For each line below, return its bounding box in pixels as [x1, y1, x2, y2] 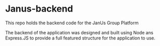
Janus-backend [5, 3, 73, 15]
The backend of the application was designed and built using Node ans [5, 29, 153, 35]
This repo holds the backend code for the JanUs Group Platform [5, 20, 139, 26]
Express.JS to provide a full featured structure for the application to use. [5, 35, 155, 41]
